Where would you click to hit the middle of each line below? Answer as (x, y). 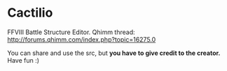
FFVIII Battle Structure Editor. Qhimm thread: (71, 32)
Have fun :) (23, 60)
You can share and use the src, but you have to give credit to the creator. (114, 53)
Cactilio (30, 13)
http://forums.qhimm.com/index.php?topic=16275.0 (82, 39)
